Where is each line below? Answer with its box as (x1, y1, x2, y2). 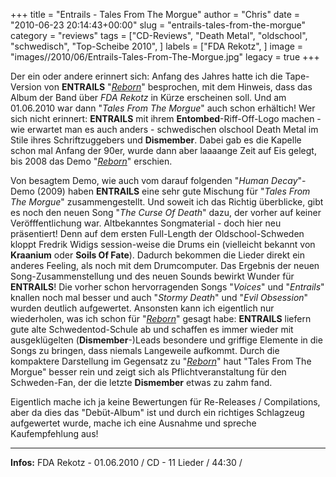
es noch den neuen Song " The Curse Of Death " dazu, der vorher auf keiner (10, 207, 322, 218)
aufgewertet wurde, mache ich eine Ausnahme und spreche (10, 417, 257, 429)
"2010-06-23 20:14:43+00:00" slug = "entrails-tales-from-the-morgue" (10, 19, 306, 31)
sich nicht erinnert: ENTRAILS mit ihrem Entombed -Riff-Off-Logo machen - (10, 113, 322, 124)
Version (10, 81, 42, 93)
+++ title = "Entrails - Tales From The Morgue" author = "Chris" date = (10, 9, 301, 20)
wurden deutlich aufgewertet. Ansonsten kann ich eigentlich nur (10, 302, 275, 314)
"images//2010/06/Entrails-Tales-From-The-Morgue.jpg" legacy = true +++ (10, 51, 320, 63)
